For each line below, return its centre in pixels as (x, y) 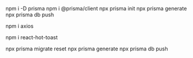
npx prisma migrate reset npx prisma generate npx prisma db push (87, 49)
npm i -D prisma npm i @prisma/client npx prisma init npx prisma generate (96, 8)
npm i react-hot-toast (32, 37)
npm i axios (20, 26)
